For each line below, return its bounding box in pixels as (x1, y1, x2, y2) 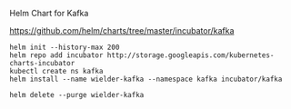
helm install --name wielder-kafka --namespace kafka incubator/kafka (9, 74, 283, 84)
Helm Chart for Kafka (9, 8, 89, 18)
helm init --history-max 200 (9, 43, 120, 52)
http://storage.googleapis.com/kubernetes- (106, 51, 275, 60)
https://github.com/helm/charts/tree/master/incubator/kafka (9, 25, 235, 35)
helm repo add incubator (9, 51, 104, 60)
